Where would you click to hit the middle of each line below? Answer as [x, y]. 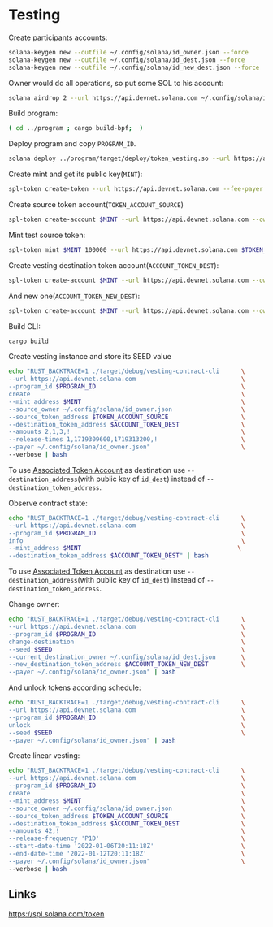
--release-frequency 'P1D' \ [127, 838]
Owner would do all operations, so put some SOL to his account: [116, 83]
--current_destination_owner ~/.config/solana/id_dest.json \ [127, 657]
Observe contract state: [48, 503]
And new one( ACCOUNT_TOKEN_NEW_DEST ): [74, 296]
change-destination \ [127, 642]
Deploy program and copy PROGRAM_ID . [72, 144]
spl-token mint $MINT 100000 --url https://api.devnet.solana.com [123, 249]
